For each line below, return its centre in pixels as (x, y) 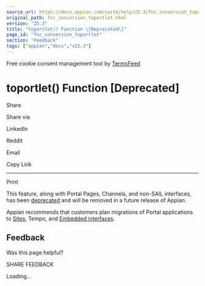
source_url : (21, 12)
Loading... (19, 276)
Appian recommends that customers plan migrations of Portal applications (100, 212)
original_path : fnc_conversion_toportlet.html (67, 18)
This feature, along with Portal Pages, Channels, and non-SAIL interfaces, (99, 194)
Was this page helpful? (35, 252)
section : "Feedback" (33, 40)
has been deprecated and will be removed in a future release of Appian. (96, 200)
